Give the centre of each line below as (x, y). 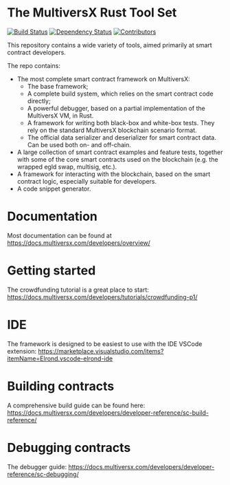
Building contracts (61, 386)
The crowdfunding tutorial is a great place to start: (78, 290)
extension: (22, 351)
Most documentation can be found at (59, 235)
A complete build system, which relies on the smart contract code (120, 94)
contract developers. (37, 52)
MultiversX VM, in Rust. (60, 116)
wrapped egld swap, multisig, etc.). (67, 166)
